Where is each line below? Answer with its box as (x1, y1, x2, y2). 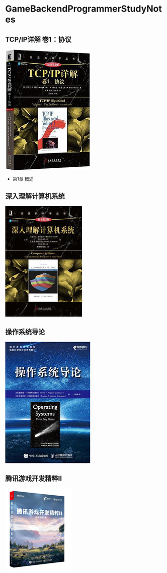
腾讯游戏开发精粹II (5, 474, 62, 483)
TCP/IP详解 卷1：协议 (5, 35, 72, 43)
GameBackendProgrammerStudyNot (5, 3, 162, 15)
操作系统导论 (5, 328, 45, 337)
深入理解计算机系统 (5, 192, 65, 201)
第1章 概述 (12, 176, 34, 182)
